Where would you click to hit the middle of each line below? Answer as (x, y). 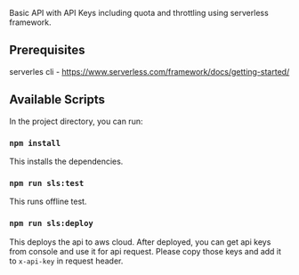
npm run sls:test (47, 183)
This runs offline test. (48, 202)
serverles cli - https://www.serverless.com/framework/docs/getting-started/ (149, 71)
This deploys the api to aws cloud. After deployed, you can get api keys (140, 242)
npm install (35, 143)
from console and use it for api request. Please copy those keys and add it (145, 251)
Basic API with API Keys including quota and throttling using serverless (139, 13)
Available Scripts (57, 100)
